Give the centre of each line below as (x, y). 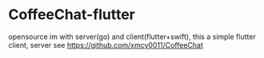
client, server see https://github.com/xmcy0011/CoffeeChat (106, 44)
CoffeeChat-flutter (72, 15)
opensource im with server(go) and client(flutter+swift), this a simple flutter (132, 37)
